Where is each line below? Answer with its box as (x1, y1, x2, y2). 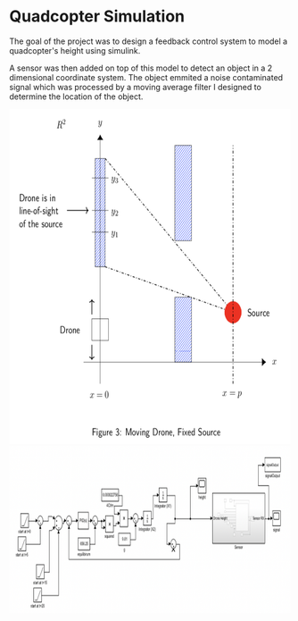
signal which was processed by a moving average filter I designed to (9, 81, 261, 92)
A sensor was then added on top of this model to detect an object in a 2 (9, 63, 273, 73)
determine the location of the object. (9, 91, 144, 102)
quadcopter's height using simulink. (9, 45, 141, 55)
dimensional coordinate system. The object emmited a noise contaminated (9, 71, 284, 82)
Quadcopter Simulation (9, 6, 186, 27)
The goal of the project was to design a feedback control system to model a (9, 36, 288, 46)
